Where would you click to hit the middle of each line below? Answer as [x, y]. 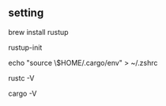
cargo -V [23, 93]
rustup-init [25, 47]
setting [26, 13]
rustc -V [21, 78]
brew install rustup [38, 32]
